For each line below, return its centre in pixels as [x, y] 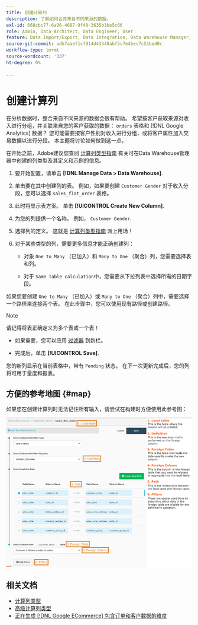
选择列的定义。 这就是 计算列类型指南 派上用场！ [74, 231]
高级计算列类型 [33, 608]
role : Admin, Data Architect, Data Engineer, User [70, 31]
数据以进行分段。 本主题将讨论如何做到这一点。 [69, 141]
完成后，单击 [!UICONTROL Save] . [57, 353]
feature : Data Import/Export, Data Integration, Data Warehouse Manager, [99, 38]
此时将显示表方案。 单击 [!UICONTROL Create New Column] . [89, 206]
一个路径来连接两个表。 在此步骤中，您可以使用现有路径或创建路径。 [90, 304]
